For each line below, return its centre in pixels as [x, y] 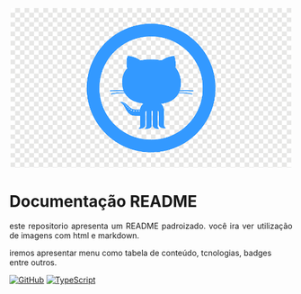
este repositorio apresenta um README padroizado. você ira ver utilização [151, 226]
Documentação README [103, 201]
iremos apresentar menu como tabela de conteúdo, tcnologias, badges [141, 253]
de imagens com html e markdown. [75, 236]
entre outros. [33, 263]
